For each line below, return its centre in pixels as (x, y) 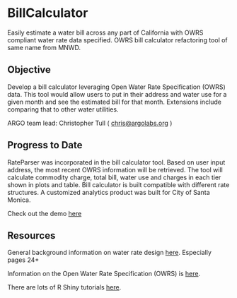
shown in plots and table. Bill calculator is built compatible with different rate (118, 184)
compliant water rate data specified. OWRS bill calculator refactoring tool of (117, 40)
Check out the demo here (45, 213)
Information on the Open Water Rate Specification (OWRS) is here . (104, 274)
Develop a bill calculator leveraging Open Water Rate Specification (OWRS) (117, 87)
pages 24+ (23, 260)
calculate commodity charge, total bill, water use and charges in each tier (114, 177)
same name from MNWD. (44, 47)
